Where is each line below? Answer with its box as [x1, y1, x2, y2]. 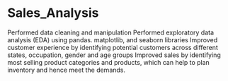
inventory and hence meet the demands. [7, 66, 126, 74]
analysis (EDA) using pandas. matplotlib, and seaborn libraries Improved [7, 35, 218, 44]
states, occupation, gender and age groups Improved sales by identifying [7, 51, 221, 59]
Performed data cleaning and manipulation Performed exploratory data [7, 28, 215, 37]
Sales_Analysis [7, 5, 99, 21]
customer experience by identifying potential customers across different [7, 43, 218, 51]
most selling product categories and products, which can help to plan [7, 58, 210, 66]
